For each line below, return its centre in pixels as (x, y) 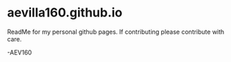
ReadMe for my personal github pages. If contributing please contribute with (116, 32)
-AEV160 (20, 52)
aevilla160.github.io (65, 13)
